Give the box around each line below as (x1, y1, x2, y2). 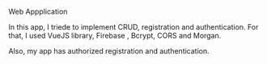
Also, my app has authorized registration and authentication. (8, 46, 210, 55)
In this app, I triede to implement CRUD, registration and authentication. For (8, 22, 259, 31)
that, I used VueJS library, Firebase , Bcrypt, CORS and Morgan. (8, 31, 222, 40)
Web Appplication (8, 7, 68, 16)
